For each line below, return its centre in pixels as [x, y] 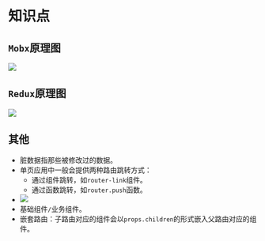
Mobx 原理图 [34, 48]
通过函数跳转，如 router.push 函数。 [89, 190]
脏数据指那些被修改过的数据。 [68, 160]
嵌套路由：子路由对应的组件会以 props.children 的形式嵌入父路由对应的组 [138, 219]
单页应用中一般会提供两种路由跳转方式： [85, 170]
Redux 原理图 [37, 94]
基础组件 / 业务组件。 [53, 209]
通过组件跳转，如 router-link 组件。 [89, 179]
